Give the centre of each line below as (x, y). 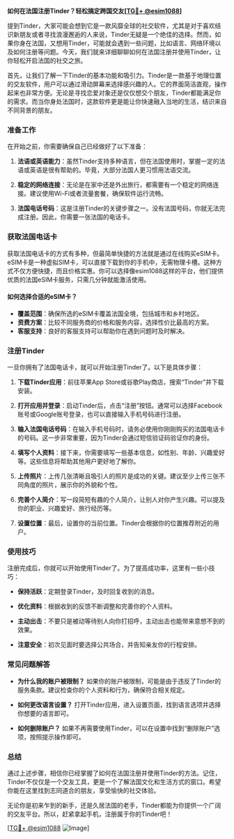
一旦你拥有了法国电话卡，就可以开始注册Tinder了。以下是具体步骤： (105, 367)
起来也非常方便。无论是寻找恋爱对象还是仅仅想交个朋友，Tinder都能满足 (111, 93)
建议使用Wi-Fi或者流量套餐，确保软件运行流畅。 (99, 194)
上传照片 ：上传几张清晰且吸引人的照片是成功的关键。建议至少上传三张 (118, 476)
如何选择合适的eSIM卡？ (42, 297)
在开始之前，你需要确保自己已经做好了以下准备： (77, 146)
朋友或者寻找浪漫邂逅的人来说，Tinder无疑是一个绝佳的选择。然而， (117, 34)
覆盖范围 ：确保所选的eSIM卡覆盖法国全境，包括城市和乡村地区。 (110, 314)
